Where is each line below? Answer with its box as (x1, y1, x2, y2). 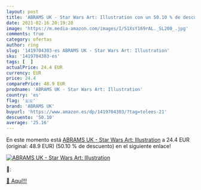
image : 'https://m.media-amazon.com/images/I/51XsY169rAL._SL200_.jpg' (6, 25, 188, 32)
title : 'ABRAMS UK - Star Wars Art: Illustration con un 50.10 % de (6, 14, 181, 20)
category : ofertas (6, 36, 52, 42)
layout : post (6, 8, 39, 15)
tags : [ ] (6, 59, 33, 65)
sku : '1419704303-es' (6, 53, 60, 59)
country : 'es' (6, 92, 42, 98)
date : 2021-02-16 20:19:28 (6, 20, 74, 26)
